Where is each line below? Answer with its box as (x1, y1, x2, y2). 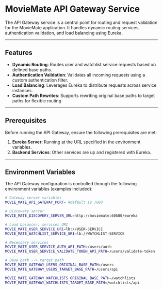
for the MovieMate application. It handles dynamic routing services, (5, 24, 140, 30)
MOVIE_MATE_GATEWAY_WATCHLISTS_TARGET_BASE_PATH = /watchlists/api (5, 280, 140, 285)
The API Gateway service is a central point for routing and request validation (5, 19, 158, 25)
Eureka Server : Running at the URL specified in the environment (12, 139, 141, 145)
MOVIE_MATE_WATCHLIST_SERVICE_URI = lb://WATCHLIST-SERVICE (5, 231, 125, 236)
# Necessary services (5, 240, 49, 245)
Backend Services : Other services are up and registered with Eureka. (12, 149, 151, 155)
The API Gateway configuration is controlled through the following (5, 181, 137, 187)
